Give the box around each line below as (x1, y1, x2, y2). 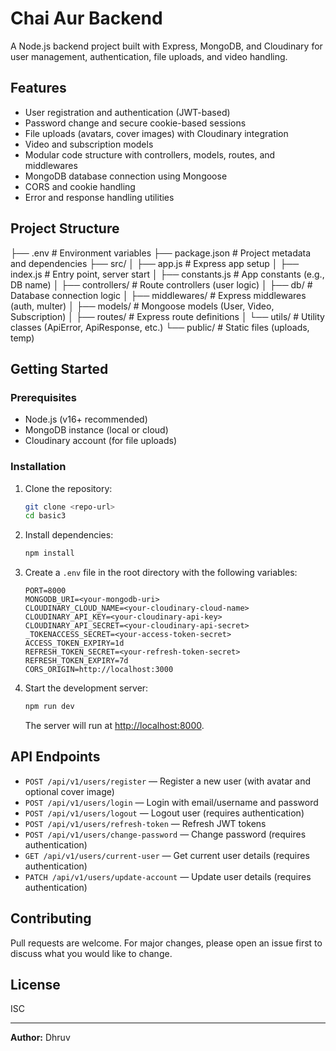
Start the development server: (24, 682, 149, 694)
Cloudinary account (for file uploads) (24, 435, 178, 447)
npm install (24, 548, 75, 559)
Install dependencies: (24, 529, 114, 541)
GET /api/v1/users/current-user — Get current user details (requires (24, 849, 310, 861)
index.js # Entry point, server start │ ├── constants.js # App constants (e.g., (10, 268, 325, 280)
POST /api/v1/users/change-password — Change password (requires (24, 828, 307, 840)
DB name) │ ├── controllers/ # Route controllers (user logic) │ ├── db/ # (10, 278, 313, 291)
